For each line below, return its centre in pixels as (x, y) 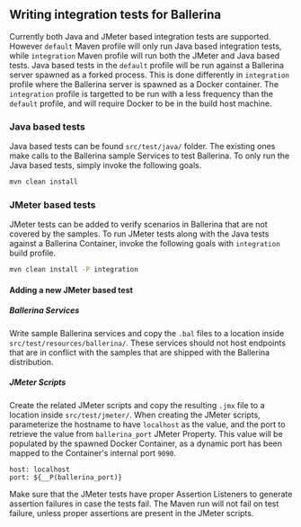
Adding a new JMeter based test (71, 290)
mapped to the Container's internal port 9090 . (93, 452)
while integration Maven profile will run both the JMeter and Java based (145, 55)
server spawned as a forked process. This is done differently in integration (150, 75)
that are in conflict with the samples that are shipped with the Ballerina (140, 352)
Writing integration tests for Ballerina (115, 15)
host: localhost (40, 469)
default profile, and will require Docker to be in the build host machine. (141, 103)
